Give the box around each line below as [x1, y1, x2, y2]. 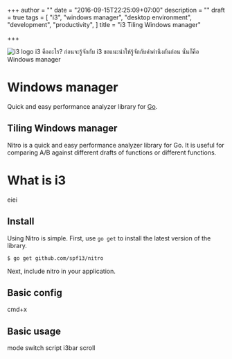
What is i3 [7, 173, 66, 188]
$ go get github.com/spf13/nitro [7, 254, 104, 262]
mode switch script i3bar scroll [7, 344, 96, 352]
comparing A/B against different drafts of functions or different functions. [7, 148, 217, 157]
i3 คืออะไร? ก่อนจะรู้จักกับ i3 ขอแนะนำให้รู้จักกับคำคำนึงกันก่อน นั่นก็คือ [35, 48, 199, 55]
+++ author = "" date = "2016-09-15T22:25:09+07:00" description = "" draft [7, 6, 225, 14]
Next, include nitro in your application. [7, 267, 116, 275]
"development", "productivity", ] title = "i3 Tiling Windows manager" [7, 21, 201, 28]
